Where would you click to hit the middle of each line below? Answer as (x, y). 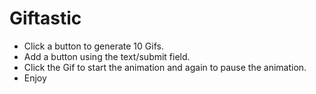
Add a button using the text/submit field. (107, 56)
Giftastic (45, 18)
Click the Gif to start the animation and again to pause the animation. (165, 67)
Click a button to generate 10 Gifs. (93, 46)
